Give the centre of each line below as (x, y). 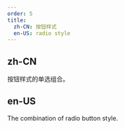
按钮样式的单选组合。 (38, 79)
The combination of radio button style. (63, 118)
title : (17, 20)
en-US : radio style (42, 33)
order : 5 (20, 14)
